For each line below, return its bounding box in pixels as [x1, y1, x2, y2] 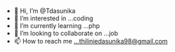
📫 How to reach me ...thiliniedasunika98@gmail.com [13, 37, 168, 45]
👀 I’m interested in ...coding [13, 14, 93, 22]
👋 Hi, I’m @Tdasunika [13, 7, 76, 15]
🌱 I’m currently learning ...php [13, 22, 101, 30]
